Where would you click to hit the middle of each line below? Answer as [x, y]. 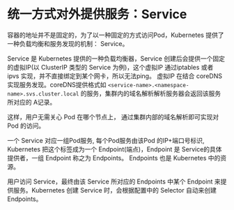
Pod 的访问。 [26, 126]
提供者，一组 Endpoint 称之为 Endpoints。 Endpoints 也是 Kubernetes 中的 [114, 158]
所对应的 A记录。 [32, 102]
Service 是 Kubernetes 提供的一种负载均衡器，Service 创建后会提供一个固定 [116, 58]
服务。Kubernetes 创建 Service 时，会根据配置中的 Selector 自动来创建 [115, 190]
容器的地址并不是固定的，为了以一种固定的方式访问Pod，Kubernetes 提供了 [116, 35]
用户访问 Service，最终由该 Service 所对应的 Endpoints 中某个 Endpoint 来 [114, 181]
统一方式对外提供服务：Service [97, 14]
